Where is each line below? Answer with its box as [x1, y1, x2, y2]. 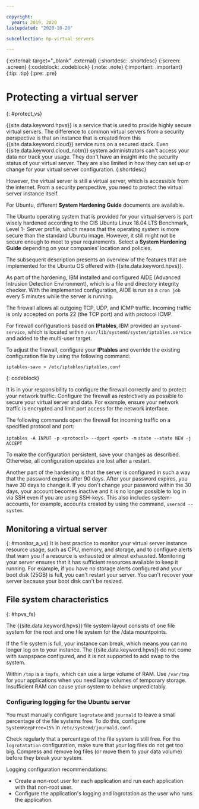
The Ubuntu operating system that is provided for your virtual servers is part [6, 213, 193, 220]
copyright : [6, 14, 33, 20]
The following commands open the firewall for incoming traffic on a [6, 416, 171, 424]
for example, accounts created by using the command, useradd [31, 500, 186, 508]
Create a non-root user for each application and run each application [14, 778, 184, 785]
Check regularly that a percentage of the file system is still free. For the [6, 735, 181, 742]
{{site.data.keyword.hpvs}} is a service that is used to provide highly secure [6, 122, 192, 129]
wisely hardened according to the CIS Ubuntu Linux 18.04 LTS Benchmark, [6, 219, 189, 226]
